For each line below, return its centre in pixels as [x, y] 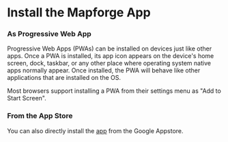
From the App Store [40, 116]
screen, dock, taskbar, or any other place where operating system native [109, 63]
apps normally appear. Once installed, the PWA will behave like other [104, 70]
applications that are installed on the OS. [64, 78]
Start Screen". [27, 98]
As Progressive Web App [49, 34]
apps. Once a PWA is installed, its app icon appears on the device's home [111, 56]
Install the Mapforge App [79, 13]
